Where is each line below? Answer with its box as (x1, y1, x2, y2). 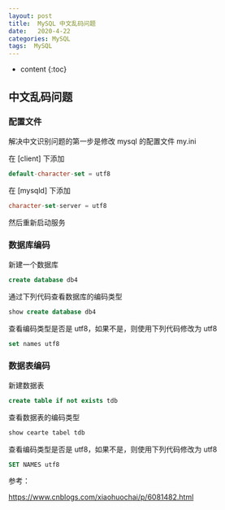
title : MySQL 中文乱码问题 (8, 19, 96, 28)
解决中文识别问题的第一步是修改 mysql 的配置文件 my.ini (8, 136, 197, 146)
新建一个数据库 (8, 259, 58, 269)
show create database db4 (8, 308, 96, 316)
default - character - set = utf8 (8, 170, 111, 178)
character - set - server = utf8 (8, 201, 107, 210)
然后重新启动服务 (8, 217, 66, 227)
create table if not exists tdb (8, 396, 118, 404)
